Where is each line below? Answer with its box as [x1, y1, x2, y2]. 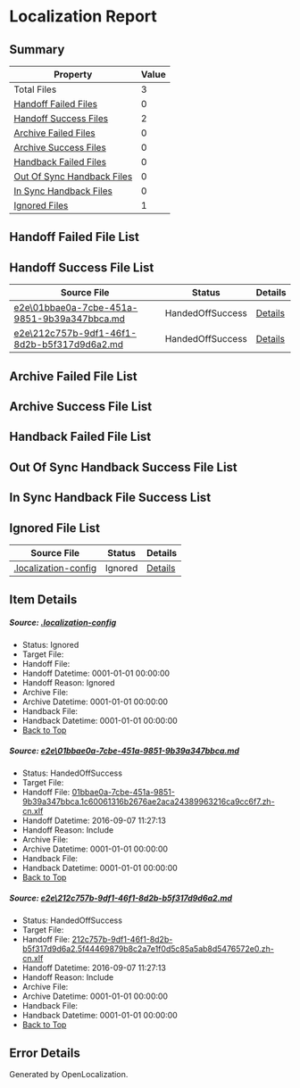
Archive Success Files [13, 141, 107, 154]
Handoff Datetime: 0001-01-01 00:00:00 [21, 668, 171, 679]
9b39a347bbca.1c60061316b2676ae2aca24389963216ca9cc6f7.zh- [21, 796, 275, 807]
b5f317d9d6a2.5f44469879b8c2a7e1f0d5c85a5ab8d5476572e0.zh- [21, 943, 274, 954]
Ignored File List [9, 520, 101, 536]
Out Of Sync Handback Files [13, 170, 133, 182]
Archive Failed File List [9, 369, 138, 384]
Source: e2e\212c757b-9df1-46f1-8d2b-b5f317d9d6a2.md [9, 893, 233, 903]
